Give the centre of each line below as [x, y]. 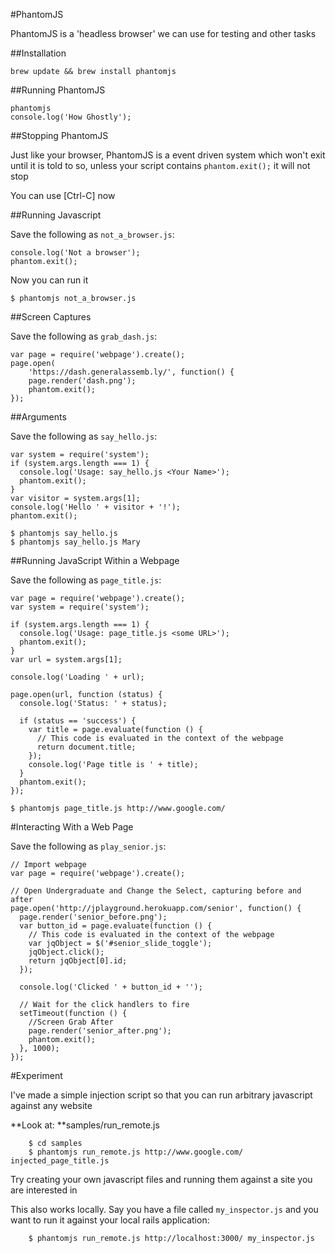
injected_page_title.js [60, 1161]
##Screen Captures [51, 317]
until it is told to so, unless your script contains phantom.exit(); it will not [160, 165]
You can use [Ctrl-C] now [63, 195]
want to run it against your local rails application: [110, 1220]
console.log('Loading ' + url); [77, 677]
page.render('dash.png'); [82, 381]
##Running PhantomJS [58, 90]
